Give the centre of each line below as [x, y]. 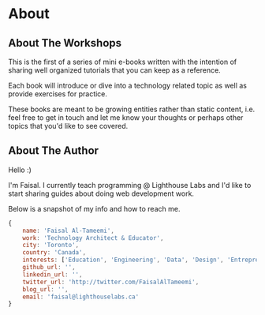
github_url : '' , [49, 268]
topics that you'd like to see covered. [68, 126]
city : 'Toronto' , [51, 246]
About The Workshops [65, 43]
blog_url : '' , [45, 289]
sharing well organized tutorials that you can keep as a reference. [114, 70]
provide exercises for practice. [58, 94]
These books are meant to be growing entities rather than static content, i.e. [132, 109]
